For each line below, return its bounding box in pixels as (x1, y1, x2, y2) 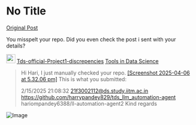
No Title (6, 4, 47, 18)
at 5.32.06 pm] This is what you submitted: (20, 75, 127, 82)
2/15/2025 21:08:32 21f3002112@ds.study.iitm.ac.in (20, 87, 149, 94)
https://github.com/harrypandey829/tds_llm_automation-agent (20, 93, 176, 100)
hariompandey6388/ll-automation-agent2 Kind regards (20, 100, 158, 107)
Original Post (6, 24, 38, 31)
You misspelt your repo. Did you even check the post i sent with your (6, 35, 176, 43)
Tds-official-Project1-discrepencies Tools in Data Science (16, 57, 159, 64)
